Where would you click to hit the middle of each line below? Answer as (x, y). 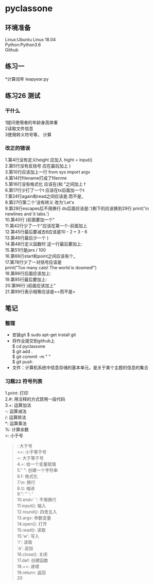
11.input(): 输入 (31, 505)
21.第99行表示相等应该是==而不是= (40, 292)
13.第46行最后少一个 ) (27, 238)
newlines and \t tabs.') (27, 214)
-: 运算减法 (16, 411)
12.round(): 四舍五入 (37, 512)
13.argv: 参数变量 (34, 517)
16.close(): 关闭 (32, 554)
